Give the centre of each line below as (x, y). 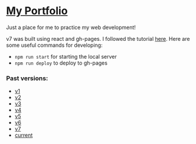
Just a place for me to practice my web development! (71, 27)
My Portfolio (37, 11)
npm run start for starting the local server (66, 56)
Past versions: (27, 78)
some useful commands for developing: (54, 45)
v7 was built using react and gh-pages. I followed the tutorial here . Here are (98, 39)
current (24, 135)
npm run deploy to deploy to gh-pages (61, 63)
